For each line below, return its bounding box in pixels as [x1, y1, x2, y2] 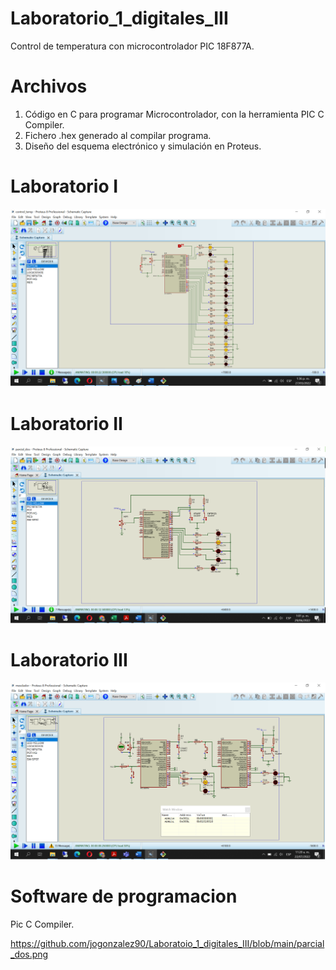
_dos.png [10, 948, 49, 961]
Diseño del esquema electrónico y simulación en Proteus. [24, 140, 262, 152]
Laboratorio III [10, 649, 128, 672]
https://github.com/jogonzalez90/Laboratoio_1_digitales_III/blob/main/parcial [10, 938, 325, 950]
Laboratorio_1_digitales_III [10, 7, 229, 30]
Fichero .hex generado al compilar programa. [24, 129, 212, 141]
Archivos [10, 75, 88, 98]
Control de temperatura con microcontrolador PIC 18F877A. [10, 40, 255, 52]
